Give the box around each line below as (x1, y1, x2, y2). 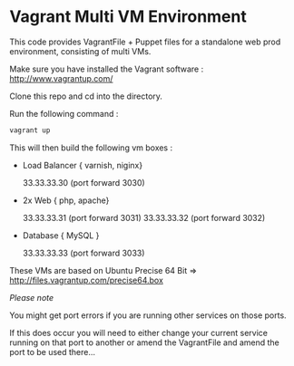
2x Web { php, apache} (22, 195, 110, 206)
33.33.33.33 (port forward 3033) (22, 247, 145, 258)
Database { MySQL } (22, 229, 100, 241)
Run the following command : (9, 108, 119, 119)
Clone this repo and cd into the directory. (9, 91, 163, 101)
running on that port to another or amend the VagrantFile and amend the (9, 337, 279, 348)
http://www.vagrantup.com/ (9, 72, 113, 83)
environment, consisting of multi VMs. (9, 45, 152, 56)
